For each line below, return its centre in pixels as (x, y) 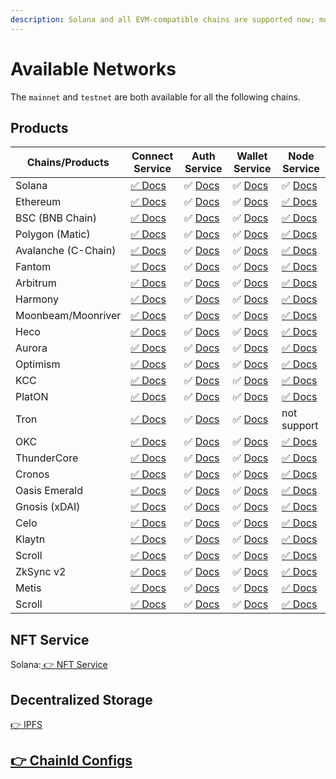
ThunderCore (47, 458)
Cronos (32, 474)
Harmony (37, 299)
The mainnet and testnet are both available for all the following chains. (155, 97)
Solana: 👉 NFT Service (59, 665)
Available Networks (93, 68)
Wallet (252, 156)
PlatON (32, 397)
